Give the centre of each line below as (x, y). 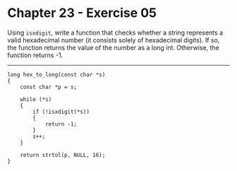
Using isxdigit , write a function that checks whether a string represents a (115, 33)
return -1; (61, 124)
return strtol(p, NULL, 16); (63, 155)
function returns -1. (35, 55)
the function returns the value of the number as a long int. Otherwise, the (114, 47)
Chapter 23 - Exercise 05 (82, 13)
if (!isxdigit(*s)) (61, 112)
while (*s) (36, 99)
